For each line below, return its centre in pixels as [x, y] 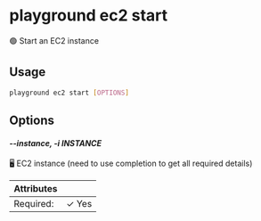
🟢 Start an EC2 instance [54, 40]
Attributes [36, 189]
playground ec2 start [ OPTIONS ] [69, 93]
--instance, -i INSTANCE [56, 143]
